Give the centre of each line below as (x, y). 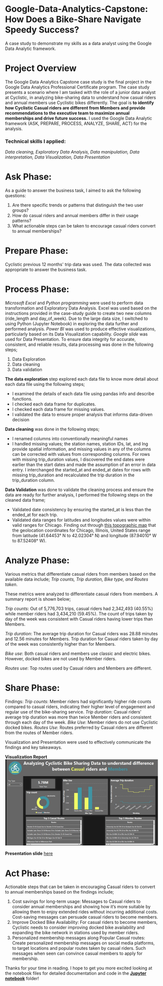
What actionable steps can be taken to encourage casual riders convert (84, 226)
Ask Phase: (28, 177)
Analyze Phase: (37, 560)
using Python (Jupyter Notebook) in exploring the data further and (72, 323)
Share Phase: (32, 688)
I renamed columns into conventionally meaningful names (70, 438)
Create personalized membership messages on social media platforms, (83, 943)
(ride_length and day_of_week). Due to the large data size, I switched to (77, 318)
